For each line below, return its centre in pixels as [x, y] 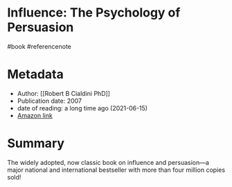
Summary [36, 144]
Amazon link [35, 115]
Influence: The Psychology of [94, 13]
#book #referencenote [39, 46]
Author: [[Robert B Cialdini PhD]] [64, 93]
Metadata [35, 75]
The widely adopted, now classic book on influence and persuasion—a [108, 162]
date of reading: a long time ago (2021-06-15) [82, 108]
